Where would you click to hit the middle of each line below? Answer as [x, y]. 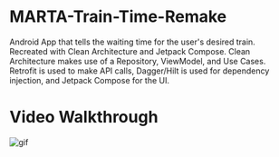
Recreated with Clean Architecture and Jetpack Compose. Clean [130, 51]
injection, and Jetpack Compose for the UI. [90, 80]
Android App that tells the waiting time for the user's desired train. [132, 42]
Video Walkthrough [84, 118]
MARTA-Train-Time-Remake [118, 17]
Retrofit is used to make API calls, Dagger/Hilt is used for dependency [139, 71]
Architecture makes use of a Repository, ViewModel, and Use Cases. [138, 61]
